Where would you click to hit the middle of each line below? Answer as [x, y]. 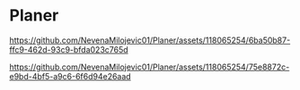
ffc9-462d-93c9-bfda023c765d [69, 49]
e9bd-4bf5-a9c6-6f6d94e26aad [71, 76]
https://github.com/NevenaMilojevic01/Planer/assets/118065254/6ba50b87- [150, 40]
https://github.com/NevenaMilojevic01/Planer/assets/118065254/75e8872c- [150, 67]
